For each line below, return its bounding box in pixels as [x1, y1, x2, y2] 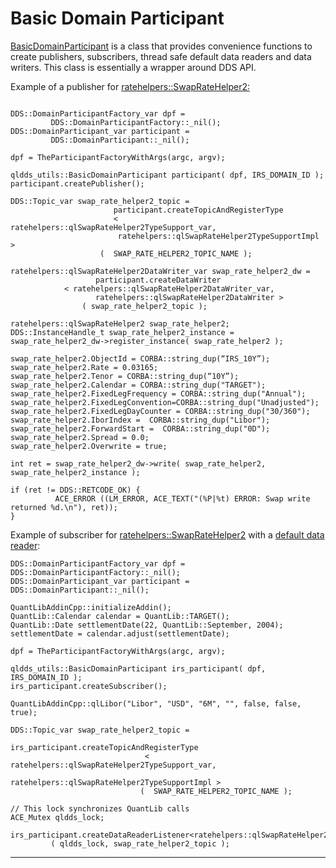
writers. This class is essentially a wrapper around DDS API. [10, 61, 257, 73]
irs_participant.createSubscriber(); [10, 681, 168, 691]
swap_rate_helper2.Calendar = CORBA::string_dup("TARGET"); [10, 380, 267, 390]
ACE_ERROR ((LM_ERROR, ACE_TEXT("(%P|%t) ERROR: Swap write [54, 493, 311, 504]
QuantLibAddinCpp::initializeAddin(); [10, 602, 172, 612]
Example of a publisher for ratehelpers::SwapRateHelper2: [10, 80, 251, 92]
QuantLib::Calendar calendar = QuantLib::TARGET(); [10, 611, 230, 621]
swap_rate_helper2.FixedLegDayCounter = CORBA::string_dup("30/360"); [10, 406, 311, 416]
